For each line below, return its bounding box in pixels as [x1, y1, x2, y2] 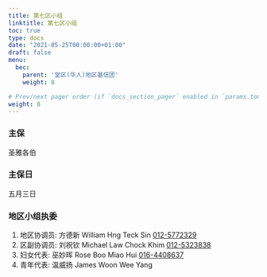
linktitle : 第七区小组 [8, 19, 78, 27]
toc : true [8, 26, 41, 34]
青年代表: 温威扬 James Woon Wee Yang [19, 260, 153, 270]
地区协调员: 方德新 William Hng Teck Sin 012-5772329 [19, 230, 197, 240]
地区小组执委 [8, 210, 58, 221]
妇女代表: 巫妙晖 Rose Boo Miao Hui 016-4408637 [19, 250, 184, 259]
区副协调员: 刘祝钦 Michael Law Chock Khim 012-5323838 [19, 240, 211, 250]
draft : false [8, 49, 52, 57]
